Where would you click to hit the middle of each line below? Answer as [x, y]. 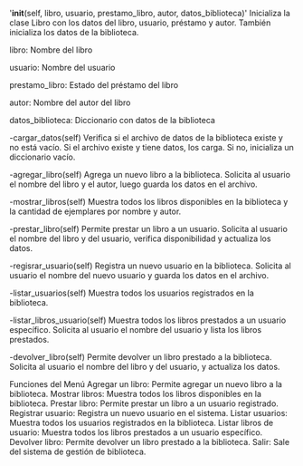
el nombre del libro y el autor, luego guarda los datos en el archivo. [133, 184]
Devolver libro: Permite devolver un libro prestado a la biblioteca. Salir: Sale [150, 442]
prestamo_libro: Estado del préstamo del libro [94, 85]
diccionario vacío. [43, 157]
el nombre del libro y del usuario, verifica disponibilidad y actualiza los [140, 238]
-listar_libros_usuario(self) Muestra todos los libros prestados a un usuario [148, 320]
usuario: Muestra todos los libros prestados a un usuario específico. [136, 432]
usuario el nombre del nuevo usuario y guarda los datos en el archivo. [139, 275]
